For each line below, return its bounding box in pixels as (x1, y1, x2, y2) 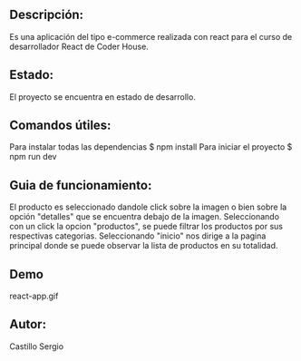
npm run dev (9, 151, 57, 162)
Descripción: (9, 7, 84, 23)
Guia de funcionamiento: (9, 177, 152, 193)
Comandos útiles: (9, 118, 112, 133)
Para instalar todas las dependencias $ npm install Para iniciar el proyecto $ (9, 141, 293, 152)
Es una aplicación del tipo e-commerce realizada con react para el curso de (9, 31, 293, 42)
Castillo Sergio (9, 340, 64, 352)
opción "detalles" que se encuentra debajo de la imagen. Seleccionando (9, 211, 279, 222)
